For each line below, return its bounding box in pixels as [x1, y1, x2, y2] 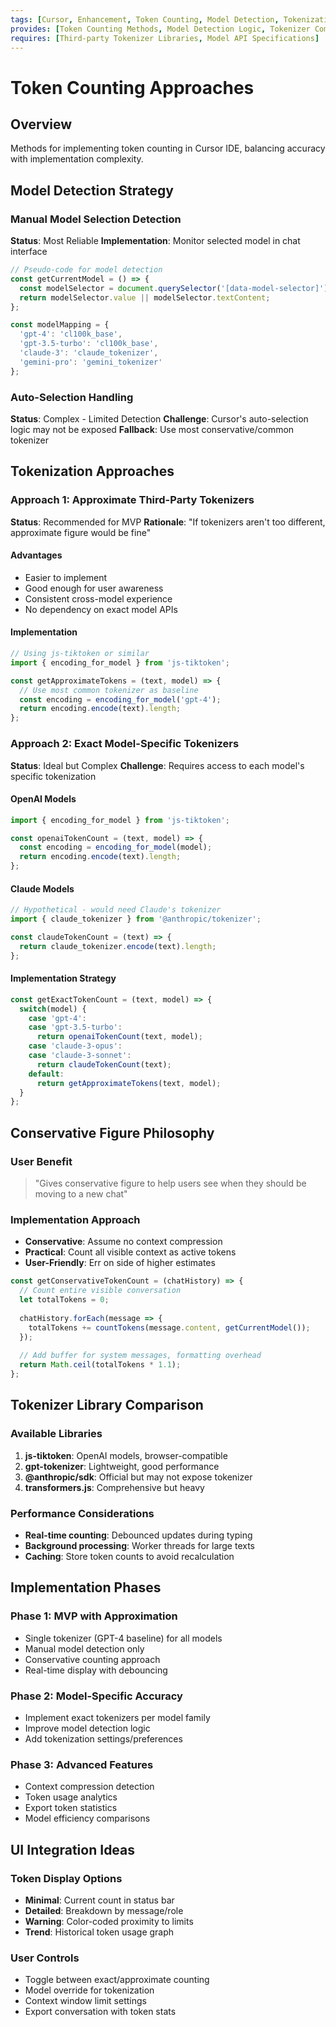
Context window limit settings [24, 1995, 147, 2007]
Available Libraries [10, 1427, 103, 1441]
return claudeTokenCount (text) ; [36, 1059, 172, 1070]
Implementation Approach [10, 1212, 141, 1226]
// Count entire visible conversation [19, 1286, 182, 1296]
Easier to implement [24, 571, 108, 583]
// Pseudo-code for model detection [10, 265, 163, 275]
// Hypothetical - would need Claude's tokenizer [10, 905, 222, 915]
